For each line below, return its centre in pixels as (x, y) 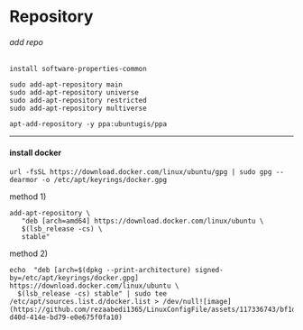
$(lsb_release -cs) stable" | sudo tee (92, 293)
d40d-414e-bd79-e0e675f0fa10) (66, 317)
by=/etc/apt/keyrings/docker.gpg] (74, 278)
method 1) (28, 197)
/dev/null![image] (197, 301)
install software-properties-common (78, 69)
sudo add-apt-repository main (66, 85)
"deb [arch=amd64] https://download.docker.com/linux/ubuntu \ (142, 221)
